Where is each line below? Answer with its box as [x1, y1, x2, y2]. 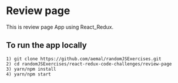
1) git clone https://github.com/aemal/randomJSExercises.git [6, 56, 162, 62]
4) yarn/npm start [6, 71, 51, 77]
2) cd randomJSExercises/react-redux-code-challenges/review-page [6, 61, 172, 67]
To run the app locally [6, 40, 87, 50]
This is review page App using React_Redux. [6, 23, 113, 30]
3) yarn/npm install [6, 66, 57, 72]
